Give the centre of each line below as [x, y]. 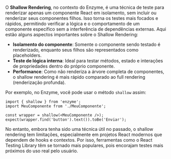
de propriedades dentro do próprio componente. [64, 66]
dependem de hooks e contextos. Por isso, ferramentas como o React [79, 140]
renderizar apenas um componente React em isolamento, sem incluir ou [81, 13]
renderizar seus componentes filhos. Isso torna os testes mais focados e [82, 18]
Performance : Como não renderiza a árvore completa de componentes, [88, 72]
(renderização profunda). [39, 82]
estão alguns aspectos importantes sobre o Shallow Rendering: [72, 35]
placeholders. [27, 55]
